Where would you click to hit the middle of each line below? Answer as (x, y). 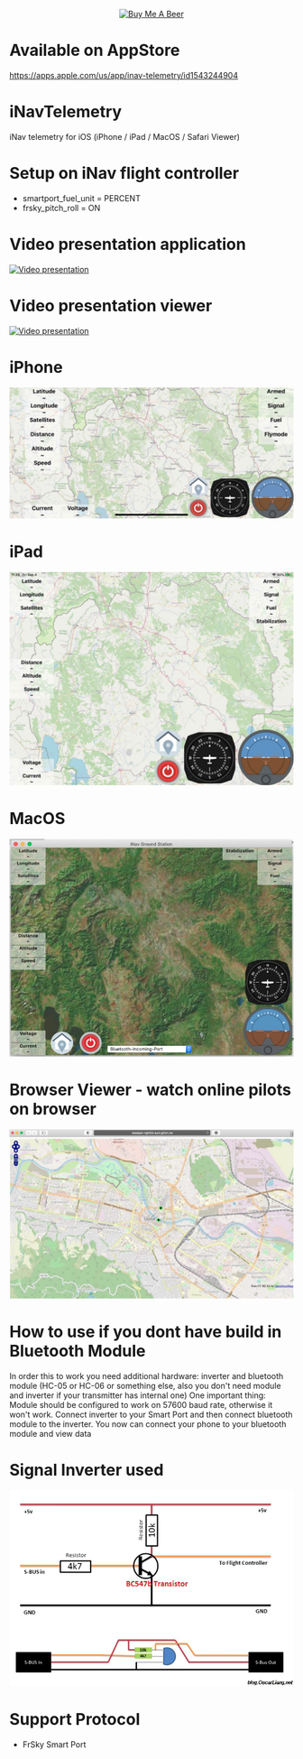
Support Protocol (75, 1719)
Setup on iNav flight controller (124, 174)
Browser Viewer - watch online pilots (150, 1090)
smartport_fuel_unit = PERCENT (82, 198)
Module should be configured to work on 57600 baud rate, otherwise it (141, 1404)
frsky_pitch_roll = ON (61, 208)
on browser (53, 1109)
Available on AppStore (95, 51)
